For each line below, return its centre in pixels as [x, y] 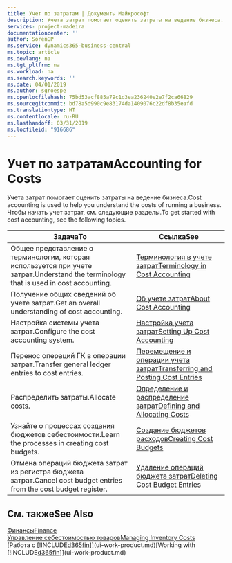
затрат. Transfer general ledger [61, 364]
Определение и [162, 388]
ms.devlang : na [29, 59]
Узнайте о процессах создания [63, 426]
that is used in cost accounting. [61, 283]
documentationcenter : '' [43, 33]
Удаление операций [170, 467]
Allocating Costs [163, 415]
